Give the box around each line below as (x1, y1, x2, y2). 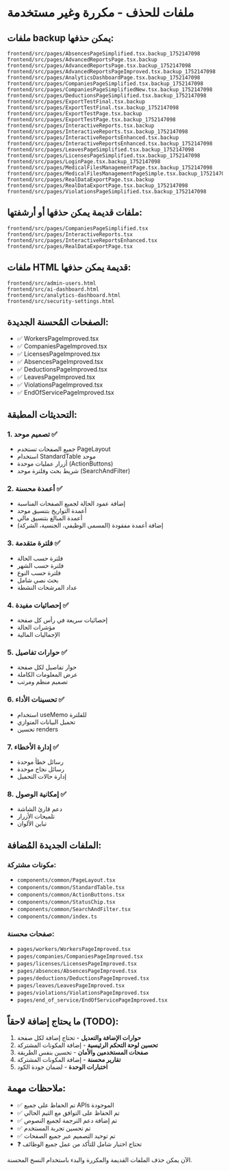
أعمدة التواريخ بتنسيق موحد (16, 507, 87, 515)
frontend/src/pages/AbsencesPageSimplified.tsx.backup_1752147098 (7, 50, 201, 57)
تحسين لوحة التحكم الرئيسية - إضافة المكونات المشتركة (16, 1041, 159, 1049)
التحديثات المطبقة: (7, 409, 77, 420)
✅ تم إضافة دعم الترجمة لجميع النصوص (16, 1116, 118, 1124)
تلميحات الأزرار (16, 812, 55, 821)
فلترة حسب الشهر (16, 561, 64, 570)
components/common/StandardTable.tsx (16, 884, 125, 891)
